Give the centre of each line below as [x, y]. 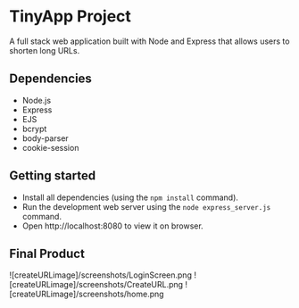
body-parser [45, 138]
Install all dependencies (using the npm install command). [130, 197]
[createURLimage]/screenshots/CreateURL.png [96, 285]
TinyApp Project [71, 17]
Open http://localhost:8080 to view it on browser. [112, 226]
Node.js [37, 100]
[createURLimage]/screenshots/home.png [87, 294]
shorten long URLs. [45, 50]
